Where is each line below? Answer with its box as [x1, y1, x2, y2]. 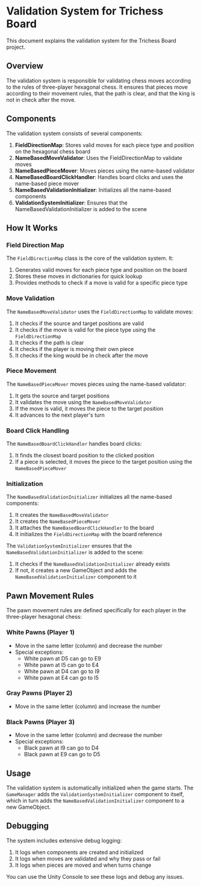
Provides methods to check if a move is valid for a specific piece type [14, 279, 188, 286]
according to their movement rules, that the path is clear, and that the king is [6, 89, 196, 97]
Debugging [6, 821, 49, 831]
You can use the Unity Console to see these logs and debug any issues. [6, 873, 185, 880]
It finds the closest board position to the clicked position [14, 452, 155, 459]
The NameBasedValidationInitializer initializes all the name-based [6, 493, 173, 501]
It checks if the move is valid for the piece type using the [14, 326, 156, 333]
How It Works [6, 223, 58, 233]
